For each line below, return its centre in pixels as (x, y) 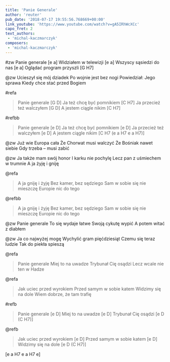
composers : (17, 43)
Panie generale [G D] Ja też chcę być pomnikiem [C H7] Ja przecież (89, 103)
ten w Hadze (31, 269)
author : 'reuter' (24, 15)
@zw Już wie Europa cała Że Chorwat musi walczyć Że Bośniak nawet (79, 143)
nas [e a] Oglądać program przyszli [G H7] (49, 68)
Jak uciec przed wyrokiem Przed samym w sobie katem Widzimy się (89, 289)
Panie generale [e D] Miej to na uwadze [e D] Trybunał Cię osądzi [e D (91, 314)
